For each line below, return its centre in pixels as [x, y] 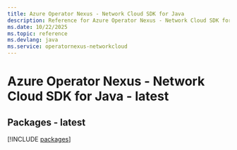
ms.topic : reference [38, 33]
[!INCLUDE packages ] [39, 139]
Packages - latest [47, 122]
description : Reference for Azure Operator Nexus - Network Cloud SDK [113, 20]
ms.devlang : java [33, 40]
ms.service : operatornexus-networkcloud [68, 46]
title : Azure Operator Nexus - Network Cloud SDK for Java [96, 14]
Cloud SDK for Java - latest [88, 96]
